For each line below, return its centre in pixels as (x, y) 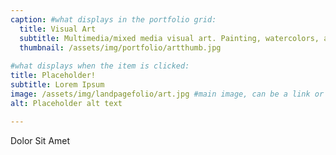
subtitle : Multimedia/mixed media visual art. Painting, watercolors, (169, 38)
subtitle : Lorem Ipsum (57, 85)
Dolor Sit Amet (40, 140)
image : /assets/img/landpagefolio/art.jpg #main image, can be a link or (167, 94)
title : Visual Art (58, 29)
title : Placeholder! (53, 76)
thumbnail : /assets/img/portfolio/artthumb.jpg (120, 47)
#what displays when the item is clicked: (100, 66)
